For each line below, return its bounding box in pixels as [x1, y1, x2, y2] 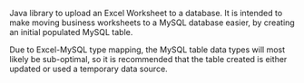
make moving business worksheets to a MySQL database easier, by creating [9, 17, 295, 28]
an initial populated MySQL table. [9, 27, 133, 37]
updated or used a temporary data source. [9, 63, 168, 74]
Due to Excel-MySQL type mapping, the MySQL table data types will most [9, 44, 286, 55]
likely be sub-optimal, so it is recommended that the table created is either [9, 54, 288, 64]
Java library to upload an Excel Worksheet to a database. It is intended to [9, 8, 283, 18]
